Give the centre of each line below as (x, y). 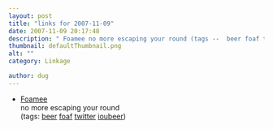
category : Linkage (39, 62)
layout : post (30, 16)
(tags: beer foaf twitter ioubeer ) (73, 116)
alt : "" (22, 54)
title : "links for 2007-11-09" (61, 24)
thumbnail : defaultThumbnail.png (65, 46)
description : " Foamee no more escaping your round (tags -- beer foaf (134, 39)
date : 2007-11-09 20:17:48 (54, 31)
